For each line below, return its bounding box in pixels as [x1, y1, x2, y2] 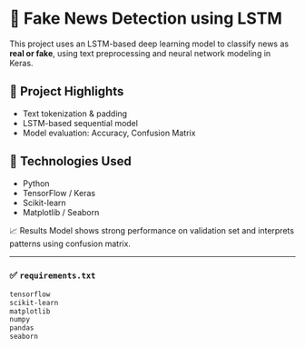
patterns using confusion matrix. [9, 238, 132, 249]
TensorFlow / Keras [22, 187, 96, 198]
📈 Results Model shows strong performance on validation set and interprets [9, 224, 295, 235]
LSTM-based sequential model [22, 117, 139, 128]
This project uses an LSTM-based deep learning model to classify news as [9, 38, 289, 49]
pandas [9, 323, 34, 333]
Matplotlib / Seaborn [22, 206, 100, 217]
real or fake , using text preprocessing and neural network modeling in [9, 47, 271, 58]
